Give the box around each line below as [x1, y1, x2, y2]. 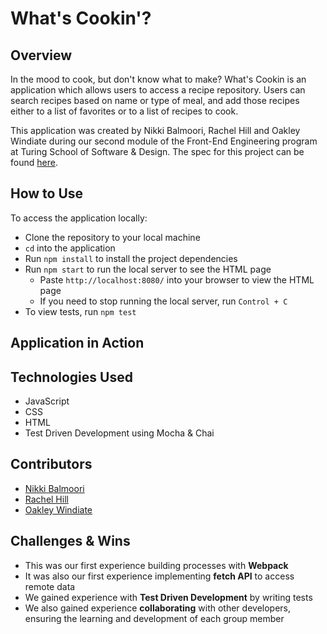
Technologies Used [10, 368, 133, 386]
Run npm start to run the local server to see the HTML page [24, 263, 272, 275]
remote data [24, 580, 76, 592]
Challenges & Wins [10, 533, 131, 550]
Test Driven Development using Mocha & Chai [24, 427, 215, 439]
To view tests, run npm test [24, 305, 137, 317]
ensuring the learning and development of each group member [24, 612, 285, 624]
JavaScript [24, 395, 70, 407]
